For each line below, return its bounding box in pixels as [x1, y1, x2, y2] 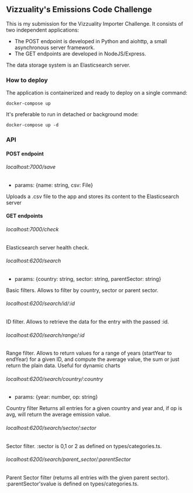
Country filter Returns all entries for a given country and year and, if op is [6, 405, 182, 412]
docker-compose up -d [6, 122, 59, 128]
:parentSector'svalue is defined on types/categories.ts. [6, 480, 139, 487]
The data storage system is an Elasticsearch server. [6, 61, 130, 68]
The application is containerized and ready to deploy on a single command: [6, 89, 188, 96]
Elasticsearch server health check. [6, 244, 89, 251]
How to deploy [6, 76, 48, 84]
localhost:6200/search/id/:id [6, 300, 75, 307]
